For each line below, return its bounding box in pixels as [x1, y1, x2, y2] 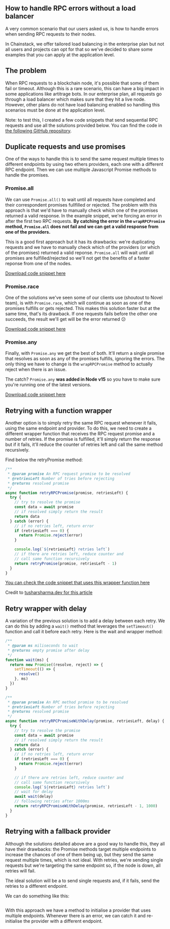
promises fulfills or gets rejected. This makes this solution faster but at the [5, 305, 160, 312]
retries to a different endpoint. [5, 883, 68, 889]
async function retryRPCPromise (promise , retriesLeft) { [5, 490, 128, 495]
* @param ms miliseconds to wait [7, 643, 79, 649]
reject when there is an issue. [5, 367, 67, 373]
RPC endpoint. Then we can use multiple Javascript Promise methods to [5, 166, 156, 173]
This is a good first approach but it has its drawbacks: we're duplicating [5, 239, 155, 245]
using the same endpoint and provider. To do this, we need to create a [5, 425, 152, 432]
